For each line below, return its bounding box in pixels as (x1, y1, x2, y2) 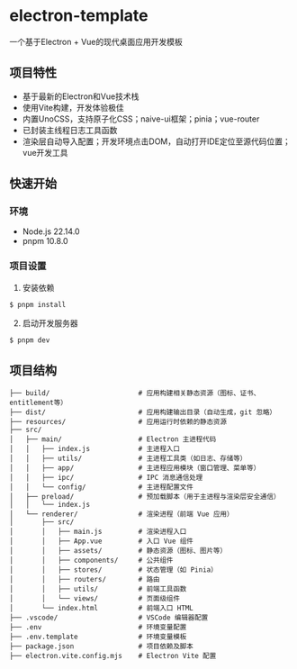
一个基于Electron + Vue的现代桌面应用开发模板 (9, 36, 183, 47)
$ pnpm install (9, 300, 67, 309)
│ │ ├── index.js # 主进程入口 (9, 445, 180, 454)
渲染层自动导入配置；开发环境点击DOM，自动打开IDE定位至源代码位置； (22, 136, 291, 147)
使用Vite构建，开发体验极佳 (22, 102, 124, 113)
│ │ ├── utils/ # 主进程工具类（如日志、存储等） (9, 454, 247, 464)
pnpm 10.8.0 (22, 236, 69, 247)
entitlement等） (9, 398, 67, 408)
